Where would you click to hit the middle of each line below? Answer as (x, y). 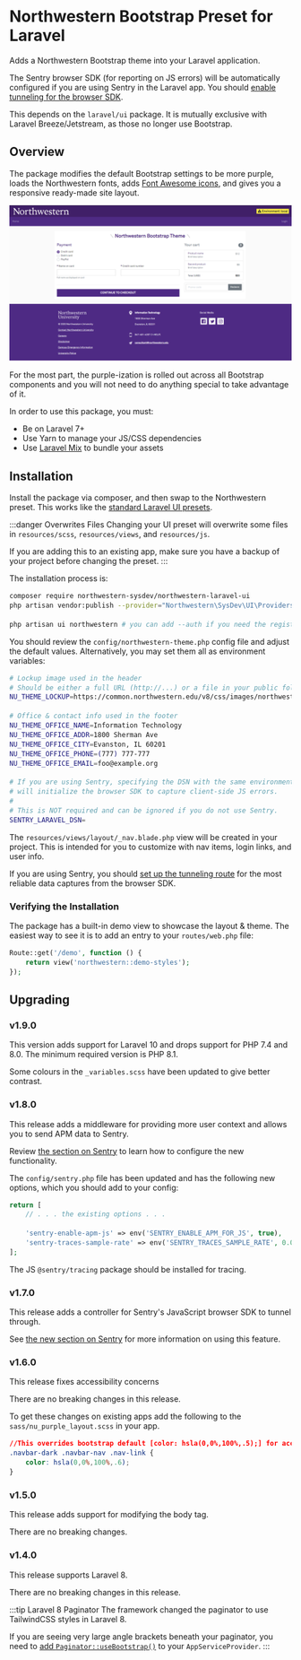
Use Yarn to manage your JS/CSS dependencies (112, 439)
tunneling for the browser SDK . (66, 97)
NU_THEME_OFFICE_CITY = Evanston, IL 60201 (88, 744)
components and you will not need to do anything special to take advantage (149, 385)
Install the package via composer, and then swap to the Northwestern (138, 498)
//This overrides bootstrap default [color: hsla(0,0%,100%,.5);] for (144, 1444)
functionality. (34, 1160)
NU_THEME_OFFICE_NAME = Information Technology (95, 726)
